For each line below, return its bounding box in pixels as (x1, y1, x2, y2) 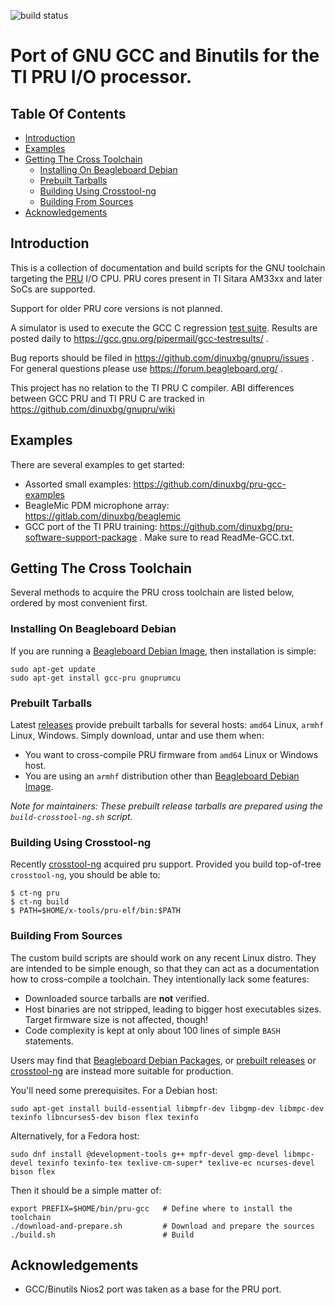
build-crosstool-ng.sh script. (10, 811, 133, 823)
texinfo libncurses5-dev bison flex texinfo (10, 1112, 199, 1122)
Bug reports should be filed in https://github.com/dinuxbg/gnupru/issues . (10, 351, 315, 364)
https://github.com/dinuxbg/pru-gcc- (133, 478, 287, 490)
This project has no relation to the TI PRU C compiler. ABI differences (10, 381, 295, 394)
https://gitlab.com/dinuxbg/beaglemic (24, 510, 182, 522)
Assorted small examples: (24, 478, 132, 490)
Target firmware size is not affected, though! (24, 1013, 209, 1025)
